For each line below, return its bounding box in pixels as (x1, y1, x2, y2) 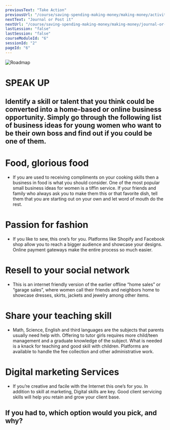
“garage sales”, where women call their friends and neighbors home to (12, 287, 160, 293)
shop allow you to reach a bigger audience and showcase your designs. (12, 241, 163, 247)
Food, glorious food (5, 157, 89, 169)
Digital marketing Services (5, 366, 119, 378)
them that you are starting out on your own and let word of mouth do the (12, 196, 163, 202)
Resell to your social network (5, 265, 130, 276)
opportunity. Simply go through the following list (5, 113, 162, 122)
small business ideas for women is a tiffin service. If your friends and (12, 185, 156, 191)
